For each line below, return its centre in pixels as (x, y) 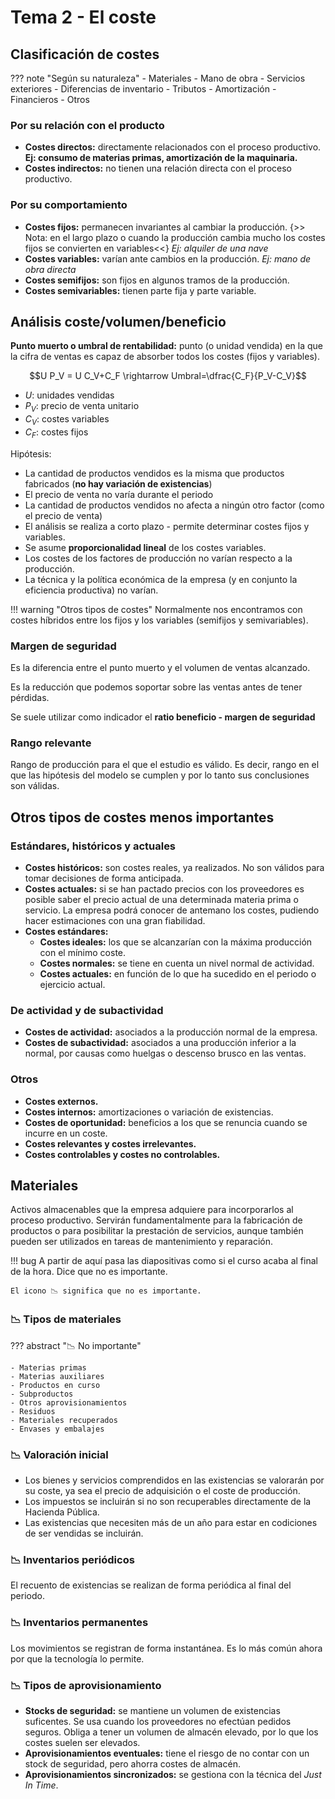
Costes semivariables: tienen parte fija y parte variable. (140, 290)
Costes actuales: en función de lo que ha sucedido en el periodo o (178, 974)
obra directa (50, 269)
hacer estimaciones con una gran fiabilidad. (115, 921)
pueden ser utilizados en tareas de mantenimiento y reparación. (142, 1242)
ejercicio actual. (72, 985)
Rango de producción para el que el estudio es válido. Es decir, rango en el (165, 765)
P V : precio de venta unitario (82, 407)
